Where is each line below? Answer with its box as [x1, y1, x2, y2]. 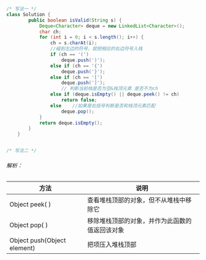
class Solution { [6, 11, 51, 18]
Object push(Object [9, 236, 66, 245]
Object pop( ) [9, 221, 48, 229]
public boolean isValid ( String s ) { [28, 17, 122, 23]
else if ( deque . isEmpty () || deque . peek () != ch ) [50, 91, 180, 97]
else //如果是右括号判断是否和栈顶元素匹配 [50, 102, 156, 109]
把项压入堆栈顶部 [87, 240, 137, 249]
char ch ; [39, 28, 62, 35]
